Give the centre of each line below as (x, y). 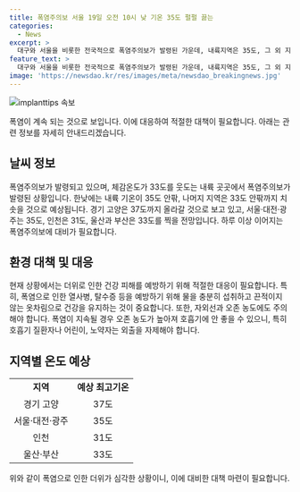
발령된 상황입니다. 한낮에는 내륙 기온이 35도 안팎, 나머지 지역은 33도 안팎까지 (144, 198)
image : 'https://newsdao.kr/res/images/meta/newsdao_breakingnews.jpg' (145, 76)
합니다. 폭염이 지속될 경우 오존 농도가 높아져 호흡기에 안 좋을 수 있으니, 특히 (156, 319)
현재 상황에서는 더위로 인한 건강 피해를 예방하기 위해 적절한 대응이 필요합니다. (144, 285)
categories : (31, 26)
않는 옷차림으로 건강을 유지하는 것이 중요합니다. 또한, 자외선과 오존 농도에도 (140, 308)
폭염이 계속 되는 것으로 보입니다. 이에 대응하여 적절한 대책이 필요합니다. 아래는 (145, 121)
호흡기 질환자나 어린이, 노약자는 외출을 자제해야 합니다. (104, 330)
